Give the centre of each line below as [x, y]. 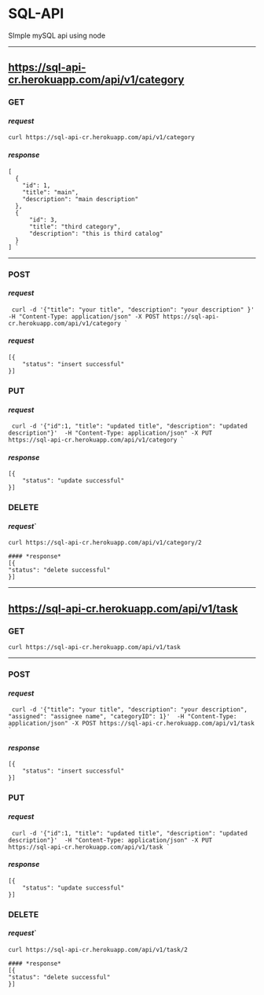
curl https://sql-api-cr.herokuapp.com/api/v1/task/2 [98, 949]
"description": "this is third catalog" [96, 233]
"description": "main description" [81, 199]
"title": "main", [51, 192]
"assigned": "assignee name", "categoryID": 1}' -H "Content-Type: [123, 717]
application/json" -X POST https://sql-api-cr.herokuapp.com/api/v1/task [132, 724]
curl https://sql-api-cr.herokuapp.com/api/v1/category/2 [105, 543]
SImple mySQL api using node [57, 35]
